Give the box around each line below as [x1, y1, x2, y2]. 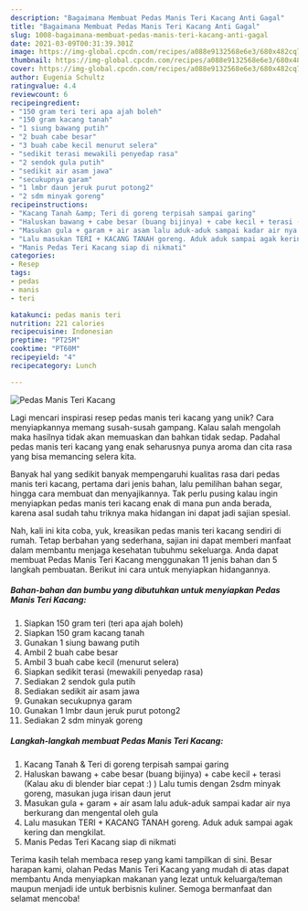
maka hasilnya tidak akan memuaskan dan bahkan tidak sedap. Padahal [10, 431, 281, 442]
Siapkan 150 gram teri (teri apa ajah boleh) [23, 618, 184, 629]
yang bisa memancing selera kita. [10, 450, 137, 461]
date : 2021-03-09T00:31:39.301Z [10, 38, 133, 48]
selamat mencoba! [10, 893, 80, 904]
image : [10, 48, 36, 57]
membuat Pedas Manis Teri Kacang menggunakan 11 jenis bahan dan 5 [10, 554, 278, 565]
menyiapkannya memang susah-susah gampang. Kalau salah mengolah [10, 421, 281, 432]
